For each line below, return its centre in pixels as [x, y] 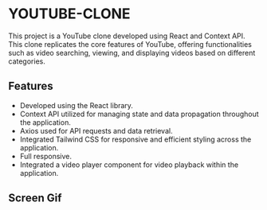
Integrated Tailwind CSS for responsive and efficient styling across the [135, 139]
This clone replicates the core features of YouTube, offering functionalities [130, 44]
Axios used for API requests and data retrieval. [96, 130]
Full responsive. [45, 156]
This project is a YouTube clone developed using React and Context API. [127, 36]
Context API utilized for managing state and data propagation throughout [139, 114]
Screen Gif [35, 198]
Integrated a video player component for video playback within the [129, 165]
